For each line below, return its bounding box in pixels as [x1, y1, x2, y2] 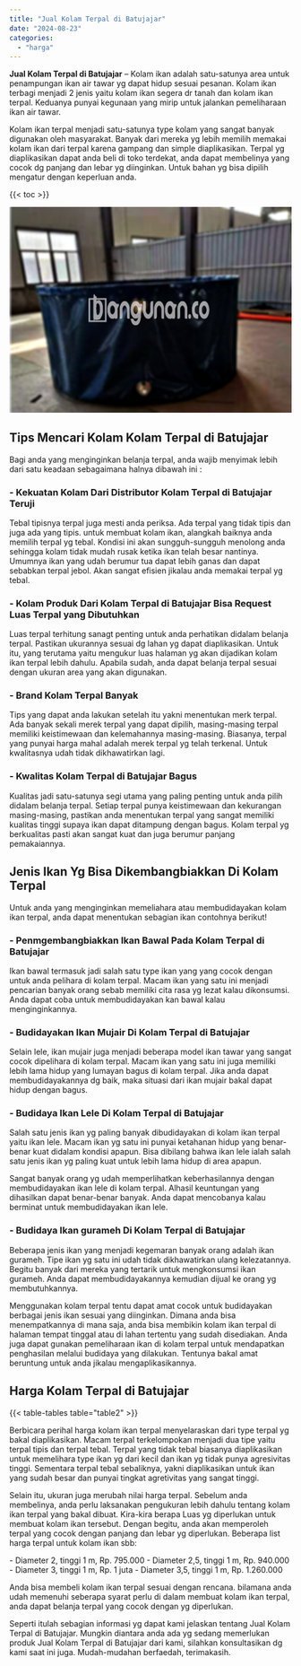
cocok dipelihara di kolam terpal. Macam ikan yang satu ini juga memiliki [9, 1056, 276, 1067]
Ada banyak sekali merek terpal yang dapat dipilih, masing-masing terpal [9, 719, 279, 730]
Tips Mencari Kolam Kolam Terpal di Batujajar [9, 431, 269, 446]
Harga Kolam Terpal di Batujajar [9, 1383, 190, 1399]
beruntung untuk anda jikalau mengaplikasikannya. [9, 1357, 197, 1368]
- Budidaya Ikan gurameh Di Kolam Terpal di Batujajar [9, 1225, 245, 1237]
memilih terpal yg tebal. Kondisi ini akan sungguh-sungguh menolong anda [9, 536, 286, 547]
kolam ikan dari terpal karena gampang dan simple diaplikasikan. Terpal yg [9, 144, 285, 154]
